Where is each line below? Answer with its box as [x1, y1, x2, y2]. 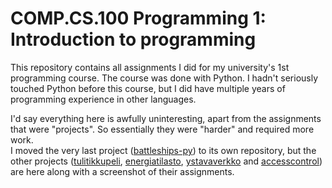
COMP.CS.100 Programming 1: [10, 7, 267, 30]
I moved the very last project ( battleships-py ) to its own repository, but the [10, 144, 317, 156]
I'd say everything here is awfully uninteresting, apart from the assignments [10, 112, 322, 124]
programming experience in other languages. [10, 93, 197, 105]
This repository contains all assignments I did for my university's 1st [10, 61, 290, 73]
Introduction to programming [10, 28, 257, 51]
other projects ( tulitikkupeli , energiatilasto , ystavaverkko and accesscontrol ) [10, 155, 323, 167]
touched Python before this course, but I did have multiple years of [10, 82, 286, 94]
